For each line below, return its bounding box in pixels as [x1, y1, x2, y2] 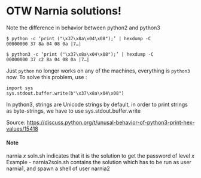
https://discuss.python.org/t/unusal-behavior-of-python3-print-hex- [26, 119, 195, 126]
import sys [6, 85, 33, 91]
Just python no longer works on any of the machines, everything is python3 [6, 67, 190, 74]
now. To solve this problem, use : [6, 73, 87, 80]
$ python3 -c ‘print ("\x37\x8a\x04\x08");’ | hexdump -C [6, 51, 154, 58]
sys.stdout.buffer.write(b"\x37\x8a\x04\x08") [6, 90, 124, 96]
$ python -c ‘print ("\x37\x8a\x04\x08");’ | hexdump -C [6, 35, 151, 41]
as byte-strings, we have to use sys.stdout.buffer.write [6, 107, 141, 114]
